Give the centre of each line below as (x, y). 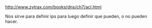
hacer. (12, 21)
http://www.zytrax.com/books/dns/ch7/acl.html (54, 7)
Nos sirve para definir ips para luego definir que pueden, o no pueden (76, 16)
